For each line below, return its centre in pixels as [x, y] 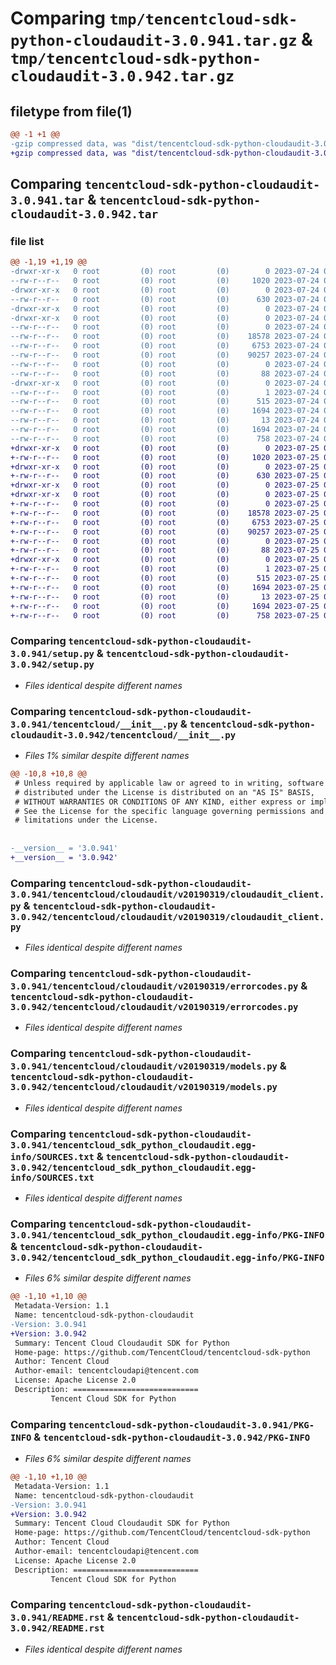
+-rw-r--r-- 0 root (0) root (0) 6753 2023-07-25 [165, 522]
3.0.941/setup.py [52, 654]
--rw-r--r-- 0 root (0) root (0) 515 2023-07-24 [165, 402]
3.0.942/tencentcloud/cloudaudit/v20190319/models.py [144, 1087]
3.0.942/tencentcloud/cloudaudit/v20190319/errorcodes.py [154, 1007]
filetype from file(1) [71, 111]
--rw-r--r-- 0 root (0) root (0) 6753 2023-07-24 [165, 346]
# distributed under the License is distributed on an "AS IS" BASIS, [164, 792]
